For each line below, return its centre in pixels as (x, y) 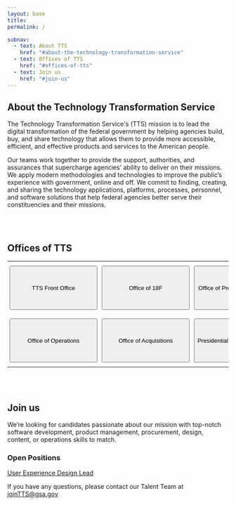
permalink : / (26, 27)
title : (17, 20)
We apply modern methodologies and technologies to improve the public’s (115, 175)
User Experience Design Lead (50, 473)
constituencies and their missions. (57, 205)
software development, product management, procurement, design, (105, 432)
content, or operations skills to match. (62, 439)
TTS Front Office (53, 288)
